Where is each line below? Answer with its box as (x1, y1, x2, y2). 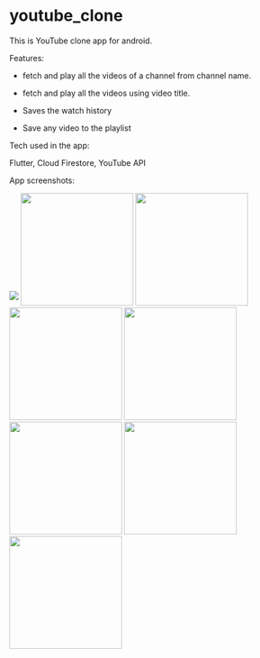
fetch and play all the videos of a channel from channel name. (22, 69, 252, 81)
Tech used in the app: (9, 140, 90, 151)
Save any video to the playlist (22, 123, 132, 133)
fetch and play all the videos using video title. (22, 87, 191, 98)
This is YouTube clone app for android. (9, 35, 153, 46)
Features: (9, 52, 45, 63)
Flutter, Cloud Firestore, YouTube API (9, 157, 147, 168)
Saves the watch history (22, 105, 112, 115)
